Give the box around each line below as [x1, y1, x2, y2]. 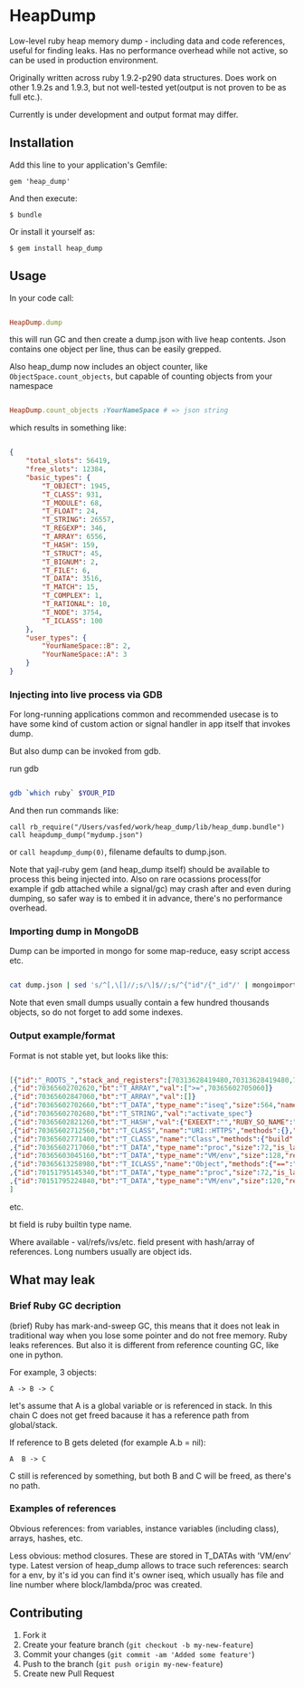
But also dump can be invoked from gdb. [9, 746, 161, 757]
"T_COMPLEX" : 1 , [42, 591, 103, 601]
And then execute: [9, 192, 78, 204]
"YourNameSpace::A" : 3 [42, 650, 128, 660]
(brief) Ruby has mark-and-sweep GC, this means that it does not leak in [9, 1320, 280, 1331]
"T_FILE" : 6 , [42, 565, 91, 575]
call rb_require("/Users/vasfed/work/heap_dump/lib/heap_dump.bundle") [9, 823, 285, 832]
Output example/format [9, 1029, 116, 1042]
